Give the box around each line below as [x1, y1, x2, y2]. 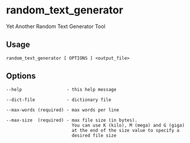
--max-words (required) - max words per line [6, 107, 119, 113]
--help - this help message [6, 86, 117, 92]
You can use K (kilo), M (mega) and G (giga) [71, 122, 185, 128]
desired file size [71, 132, 117, 138]
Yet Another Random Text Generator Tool [6, 23, 106, 30]
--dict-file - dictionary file [6, 97, 111, 103]
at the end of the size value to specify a [71, 127, 180, 133]
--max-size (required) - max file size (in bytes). [6, 117, 138, 123]
